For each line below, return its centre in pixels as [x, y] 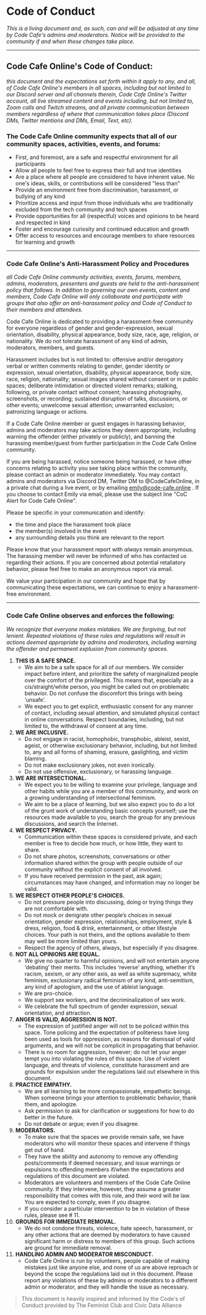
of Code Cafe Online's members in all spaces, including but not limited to [99, 88]
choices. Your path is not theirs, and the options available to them [107, 934]
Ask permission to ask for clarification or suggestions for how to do [109, 1111]
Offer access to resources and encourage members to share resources [105, 236]
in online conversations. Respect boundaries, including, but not [104, 719]
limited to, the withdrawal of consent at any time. [86, 726]
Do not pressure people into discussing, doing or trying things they [109, 902]
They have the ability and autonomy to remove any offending [101, 1156]
